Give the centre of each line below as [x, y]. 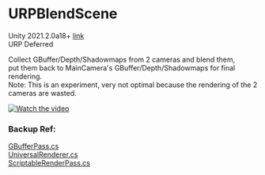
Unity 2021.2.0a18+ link [46, 36]
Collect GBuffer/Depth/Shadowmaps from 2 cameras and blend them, [122, 59]
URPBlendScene [63, 14]
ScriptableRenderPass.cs [49, 163]
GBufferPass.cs [34, 146]
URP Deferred [31, 44]
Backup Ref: [32, 129]
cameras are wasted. [42, 93]
